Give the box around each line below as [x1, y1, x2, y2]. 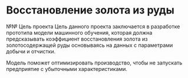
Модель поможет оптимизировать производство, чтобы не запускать [6, 59, 183, 66]
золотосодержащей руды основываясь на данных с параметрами [6, 42, 173, 49]
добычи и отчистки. [6, 48, 56, 55]
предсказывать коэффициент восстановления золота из [6, 35, 148, 42]
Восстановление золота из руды [6, 4, 175, 17]
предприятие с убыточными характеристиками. [6, 65, 128, 72]
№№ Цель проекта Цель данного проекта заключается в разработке [6, 23, 180, 30]
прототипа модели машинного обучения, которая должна [6, 29, 153, 36]
